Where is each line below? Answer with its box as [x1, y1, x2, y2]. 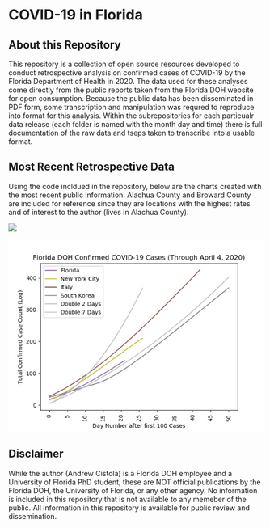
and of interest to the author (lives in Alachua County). [8, 207, 189, 217]
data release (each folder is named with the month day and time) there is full [8, 120, 263, 129]
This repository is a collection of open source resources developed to [8, 59, 240, 69]
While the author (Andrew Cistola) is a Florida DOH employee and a [8, 468, 233, 478]
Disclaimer [8, 447, 64, 461]
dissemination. [8, 511, 57, 521]
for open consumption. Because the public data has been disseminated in [8, 94, 254, 103]
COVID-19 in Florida [8, 6, 143, 24]
